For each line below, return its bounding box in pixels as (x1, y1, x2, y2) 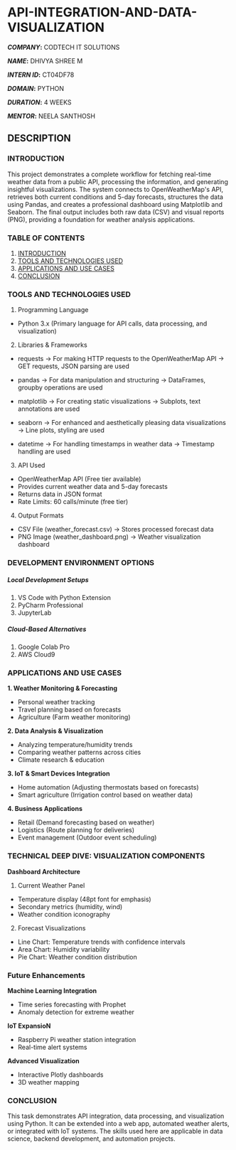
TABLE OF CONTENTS (7, 232, 85, 242)
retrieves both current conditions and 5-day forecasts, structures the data (7, 193, 224, 201)
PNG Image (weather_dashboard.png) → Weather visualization (17, 532, 201, 541)
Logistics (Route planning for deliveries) (17, 826, 135, 834)
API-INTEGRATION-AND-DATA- (7, 4, 198, 21)
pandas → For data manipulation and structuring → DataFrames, (17, 376, 206, 385)
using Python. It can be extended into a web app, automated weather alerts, (7, 1119, 230, 1128)
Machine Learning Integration (7, 986, 97, 995)
